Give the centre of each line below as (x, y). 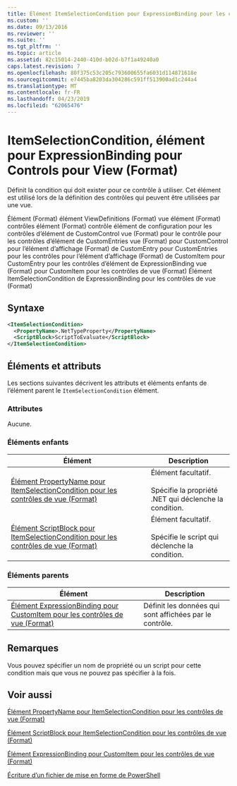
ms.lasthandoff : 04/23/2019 (49, 99)
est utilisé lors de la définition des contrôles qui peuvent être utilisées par (114, 197)
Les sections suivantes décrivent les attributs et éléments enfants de (107, 383)
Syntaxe (26, 308)
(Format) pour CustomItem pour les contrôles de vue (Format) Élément (110, 271)
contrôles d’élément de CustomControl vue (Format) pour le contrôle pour (115, 233)
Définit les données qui (182, 606)
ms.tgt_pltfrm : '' (34, 47)
